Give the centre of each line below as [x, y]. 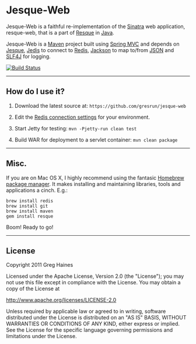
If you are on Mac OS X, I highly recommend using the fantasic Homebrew [95, 178]
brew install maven [30, 211]
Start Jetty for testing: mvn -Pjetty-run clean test [76, 128]
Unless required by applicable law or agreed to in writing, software [86, 311]
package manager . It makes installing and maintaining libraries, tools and [93, 184]
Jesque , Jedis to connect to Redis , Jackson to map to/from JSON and [90, 50]
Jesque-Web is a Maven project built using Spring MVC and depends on [93, 44]
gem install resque [30, 216]
